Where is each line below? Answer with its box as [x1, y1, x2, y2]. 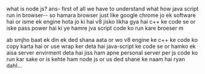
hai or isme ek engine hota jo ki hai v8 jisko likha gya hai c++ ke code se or [6, 18, 196, 25]
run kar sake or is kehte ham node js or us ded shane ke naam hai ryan [6, 56, 185, 62]
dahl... [6, 62, 23, 69]
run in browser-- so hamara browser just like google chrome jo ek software [6, 12, 196, 19]
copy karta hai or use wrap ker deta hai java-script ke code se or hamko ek [6, 42, 196, 50]
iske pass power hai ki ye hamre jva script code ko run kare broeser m [6, 24, 184, 32]
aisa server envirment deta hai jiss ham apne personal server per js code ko [6, 49, 198, 56]
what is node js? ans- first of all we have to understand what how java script [6, 5, 199, 12]
